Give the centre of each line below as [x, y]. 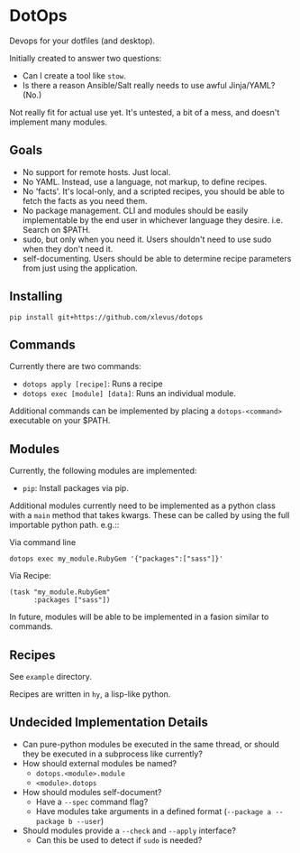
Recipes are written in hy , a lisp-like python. [90, 694]
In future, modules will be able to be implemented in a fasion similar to [139, 617]
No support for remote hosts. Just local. [96, 172]
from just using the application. [80, 268]
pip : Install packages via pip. [75, 488]
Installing [36, 297]
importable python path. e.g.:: [64, 525]
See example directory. [51, 677]
